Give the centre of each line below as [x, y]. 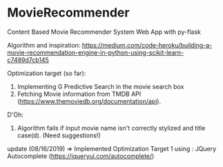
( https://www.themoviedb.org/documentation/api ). [89, 101]
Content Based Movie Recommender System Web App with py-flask [104, 32]
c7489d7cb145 [28, 59]
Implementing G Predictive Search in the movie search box [100, 86]
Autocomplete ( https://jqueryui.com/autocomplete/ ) [81, 156]
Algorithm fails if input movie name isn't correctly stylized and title [111, 128]
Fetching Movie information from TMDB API [79, 94]
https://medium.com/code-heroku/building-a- [147, 45]
